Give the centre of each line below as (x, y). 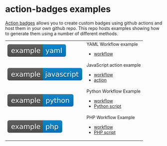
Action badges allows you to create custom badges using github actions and (84, 23)
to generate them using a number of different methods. (62, 33)
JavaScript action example (114, 65)
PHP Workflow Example (111, 118)
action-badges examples (58, 9)
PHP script (105, 133)
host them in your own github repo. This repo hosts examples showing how (82, 28)
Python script (108, 106)
